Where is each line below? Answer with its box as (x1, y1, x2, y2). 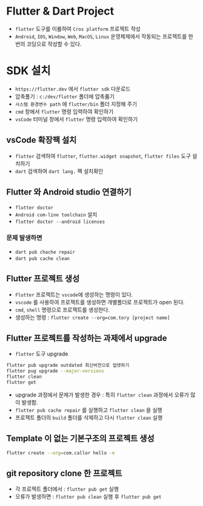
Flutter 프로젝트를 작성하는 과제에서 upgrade (6, 333, 167, 343)
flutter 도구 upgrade (15, 350, 68, 358)
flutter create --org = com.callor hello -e (6, 450, 115, 456)
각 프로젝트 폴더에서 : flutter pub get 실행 (15, 485, 119, 493)
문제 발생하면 (6, 234, 42, 242)
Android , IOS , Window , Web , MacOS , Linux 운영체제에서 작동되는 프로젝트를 (15, 32, 187, 40)
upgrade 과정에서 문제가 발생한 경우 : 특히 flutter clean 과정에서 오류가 (15, 391, 190, 398)
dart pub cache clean (15, 255, 70, 262)
